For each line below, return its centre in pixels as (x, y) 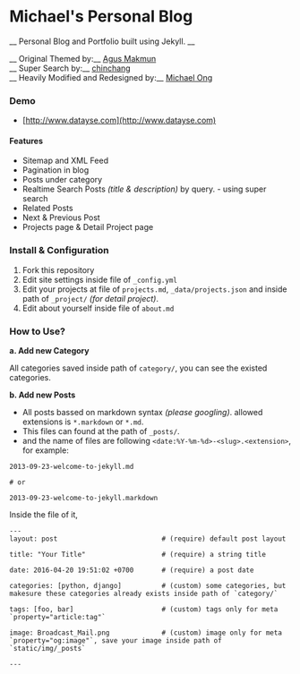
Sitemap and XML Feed (65, 161)
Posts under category (62, 180)
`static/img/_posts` (48, 649)
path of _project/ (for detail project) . (90, 298)
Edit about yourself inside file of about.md (98, 308)
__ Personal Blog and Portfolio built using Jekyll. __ (102, 41)
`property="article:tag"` (57, 618)
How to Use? (37, 331)
